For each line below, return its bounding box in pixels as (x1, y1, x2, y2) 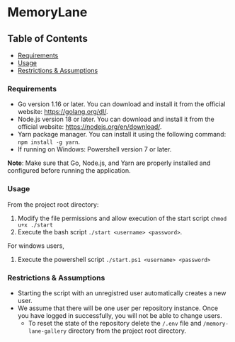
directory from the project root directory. (68, 326, 186, 335)
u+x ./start (17, 221, 53, 229)
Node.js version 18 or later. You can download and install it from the (17, 115, 214, 124)
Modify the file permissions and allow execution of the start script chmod (17, 214, 227, 222)
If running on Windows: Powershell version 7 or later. (17, 145, 172, 154)
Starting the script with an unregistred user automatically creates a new (17, 288, 227, 297)
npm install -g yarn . (17, 137, 80, 146)
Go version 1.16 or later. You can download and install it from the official (17, 100, 226, 108)
